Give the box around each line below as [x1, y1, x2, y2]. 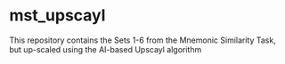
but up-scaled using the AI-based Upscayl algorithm [9, 44, 202, 54]
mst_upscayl [9, 5, 106, 26]
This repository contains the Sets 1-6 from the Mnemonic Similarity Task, [9, 35, 276, 45]
